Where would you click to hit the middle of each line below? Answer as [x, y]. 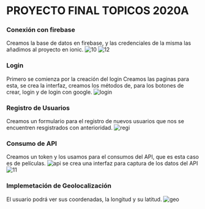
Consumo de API [32, 143]
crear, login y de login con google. [50, 92]
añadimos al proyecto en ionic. [45, 50]
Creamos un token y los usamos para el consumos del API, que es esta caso [102, 157]
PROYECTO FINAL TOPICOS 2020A [98, 11]
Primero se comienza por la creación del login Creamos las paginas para [98, 79]
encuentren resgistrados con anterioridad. [60, 128]
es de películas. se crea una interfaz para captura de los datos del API [102, 164]
